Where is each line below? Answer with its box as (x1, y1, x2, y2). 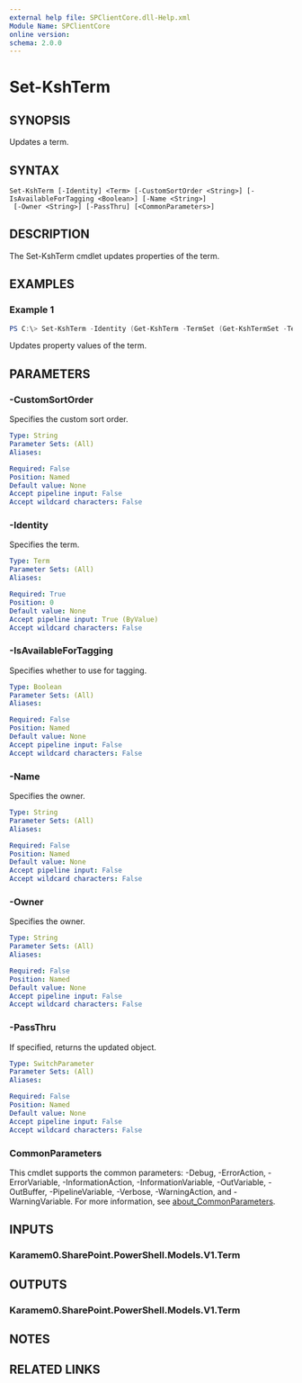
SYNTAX (9, 163, 60, 178)
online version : (9, 30, 70, 39)
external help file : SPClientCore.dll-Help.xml (9, 13, 191, 22)
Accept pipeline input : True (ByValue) (9, 615, 159, 624)
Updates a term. (9, 137, 69, 148)
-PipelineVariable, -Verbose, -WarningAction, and (49, 1186, 232, 1197)
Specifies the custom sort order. (9, 414, 129, 425)
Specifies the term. (9, 539, 80, 550)
